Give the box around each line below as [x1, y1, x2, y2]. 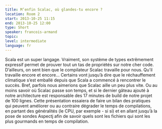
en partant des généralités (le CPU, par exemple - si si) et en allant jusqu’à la [5, 108, 158, 114]
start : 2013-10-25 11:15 [5, 16, 55, 21]
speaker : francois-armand [5, 30, 57, 34]
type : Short [5, 25, 29, 30]
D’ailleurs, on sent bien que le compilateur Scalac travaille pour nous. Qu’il [5, 66, 153, 73]
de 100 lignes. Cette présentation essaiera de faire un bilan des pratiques [5, 97, 151, 103]
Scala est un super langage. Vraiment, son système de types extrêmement [5, 56, 154, 62]
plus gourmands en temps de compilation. [5, 118, 89, 124]
